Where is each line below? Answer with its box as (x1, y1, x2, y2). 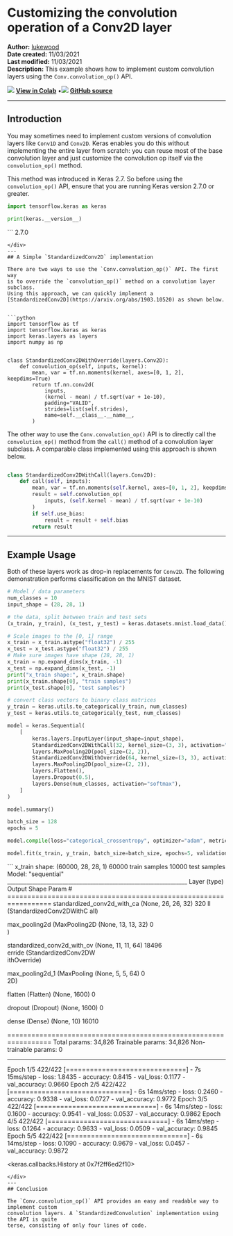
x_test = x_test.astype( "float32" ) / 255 (7, 645, 129, 652)
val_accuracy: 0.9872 (7, 1146, 69, 1155)
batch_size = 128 (7, 818, 58, 825)
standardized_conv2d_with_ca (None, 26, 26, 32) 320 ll (53, 899, 211, 907)
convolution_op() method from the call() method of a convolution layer (7, 437, 214, 445)
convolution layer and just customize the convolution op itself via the (7, 154, 203, 162)
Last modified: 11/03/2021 (7, 57, 83, 65)
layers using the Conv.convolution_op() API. (7, 72, 133, 81)
